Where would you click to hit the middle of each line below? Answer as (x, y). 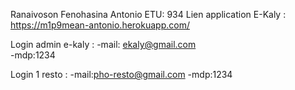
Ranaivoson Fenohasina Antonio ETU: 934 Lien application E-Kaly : (148, 14)
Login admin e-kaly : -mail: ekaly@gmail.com (103, 44)
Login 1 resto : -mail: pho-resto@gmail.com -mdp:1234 (121, 74)
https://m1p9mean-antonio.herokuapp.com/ (100, 25)
